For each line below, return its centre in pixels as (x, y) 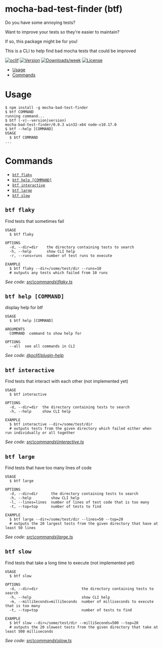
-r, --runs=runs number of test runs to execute (61, 255)
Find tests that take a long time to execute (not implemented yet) (70, 563)
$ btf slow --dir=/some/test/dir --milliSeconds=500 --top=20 (74, 623)
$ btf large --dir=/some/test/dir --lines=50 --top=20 (66, 520)
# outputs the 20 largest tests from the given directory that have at (84, 524)
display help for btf (24, 308)
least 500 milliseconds (29, 631)
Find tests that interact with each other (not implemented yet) (67, 381)
